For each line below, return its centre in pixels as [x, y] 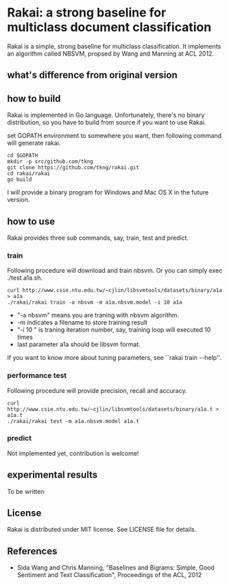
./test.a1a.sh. [25, 278]
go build [20, 180]
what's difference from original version [92, 75]
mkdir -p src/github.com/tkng [50, 162]
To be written [26, 491]
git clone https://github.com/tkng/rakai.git [73, 168]
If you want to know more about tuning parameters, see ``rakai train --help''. [114, 358]
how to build [34, 99]
